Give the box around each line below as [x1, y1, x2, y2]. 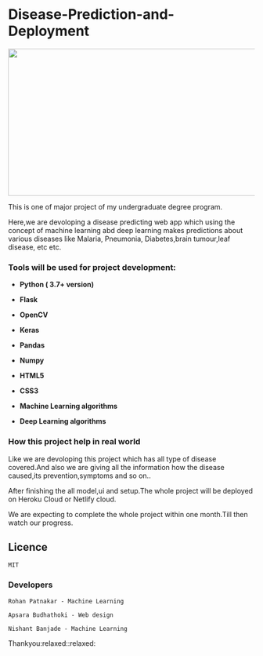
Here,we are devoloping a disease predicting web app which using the [8, 217, 236, 227]
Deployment [8, 22, 90, 40]
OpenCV [19, 310, 49, 319]
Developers [8, 579, 53, 590]
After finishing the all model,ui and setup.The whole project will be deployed [8, 486, 253, 495]
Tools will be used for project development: [8, 261, 176, 272]
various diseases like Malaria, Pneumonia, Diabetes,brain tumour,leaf [8, 234, 231, 243]
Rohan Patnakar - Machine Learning [8, 597, 124, 605]
